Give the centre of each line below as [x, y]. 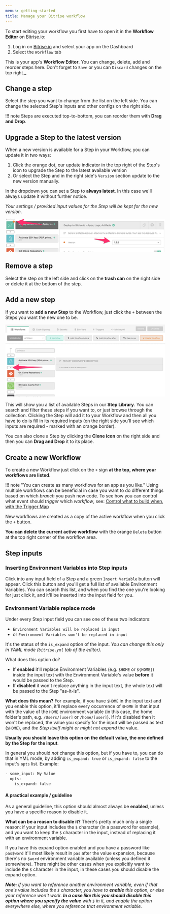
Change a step [29, 88]
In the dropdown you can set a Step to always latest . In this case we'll [79, 191]
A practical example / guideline [39, 795]
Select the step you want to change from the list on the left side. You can [81, 101]
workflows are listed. [28, 475]
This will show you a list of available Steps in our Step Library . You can [79, 405]
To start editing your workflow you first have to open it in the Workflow [79, 31]
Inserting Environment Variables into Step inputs [66, 568]
